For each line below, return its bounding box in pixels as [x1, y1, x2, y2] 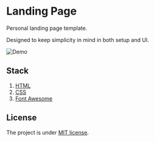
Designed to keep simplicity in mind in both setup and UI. [6, 36, 150, 43]
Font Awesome [15, 94, 53, 102]
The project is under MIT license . [6, 129, 89, 136]
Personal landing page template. [6, 24, 88, 32]
